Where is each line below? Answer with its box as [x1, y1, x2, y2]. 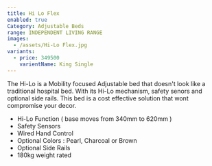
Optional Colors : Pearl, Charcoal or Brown [16, 136, 137, 144]
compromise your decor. [7, 101, 77, 109]
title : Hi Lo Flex [7, 10, 60, 17]
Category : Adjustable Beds [7, 23, 84, 29]
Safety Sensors [16, 122, 61, 130]
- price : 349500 [13, 55, 60, 61]
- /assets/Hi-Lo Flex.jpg [13, 42, 88, 49]
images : [7, 36, 30, 42]
